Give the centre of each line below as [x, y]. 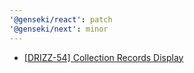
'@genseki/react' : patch [61, 19]
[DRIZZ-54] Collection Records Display [103, 57]
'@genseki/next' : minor [59, 29]
